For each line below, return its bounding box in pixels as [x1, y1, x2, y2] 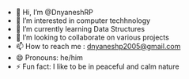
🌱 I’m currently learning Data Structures [15, 24, 145, 33]
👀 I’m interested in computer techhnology [15, 16, 151, 25]
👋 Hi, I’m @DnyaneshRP [15, 8, 93, 17]
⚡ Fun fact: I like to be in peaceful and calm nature [15, 62, 180, 71]
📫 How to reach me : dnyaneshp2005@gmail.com [15, 42, 181, 51]
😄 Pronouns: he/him [15, 53, 83, 62]
